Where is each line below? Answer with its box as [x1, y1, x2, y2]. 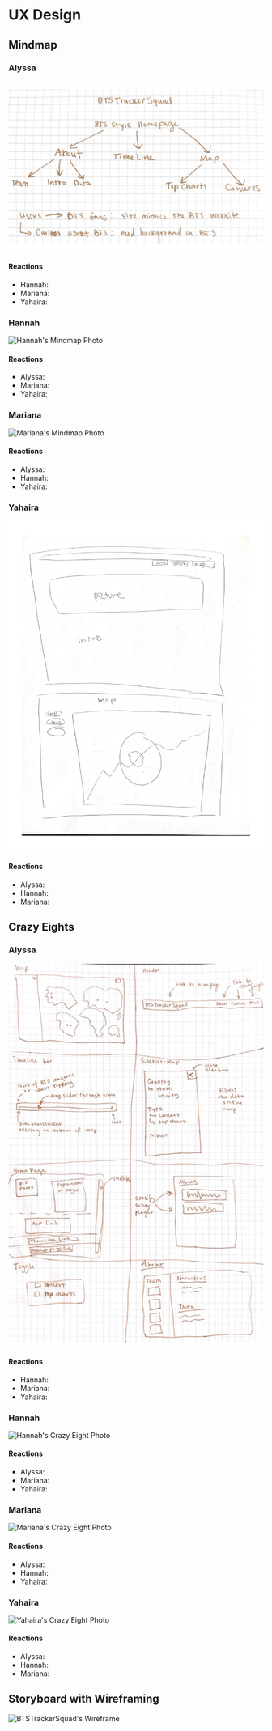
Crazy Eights [8, 920, 74, 934]
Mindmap [8, 38, 58, 52]
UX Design [8, 6, 82, 24]
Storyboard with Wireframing [8, 1692, 159, 1706]
